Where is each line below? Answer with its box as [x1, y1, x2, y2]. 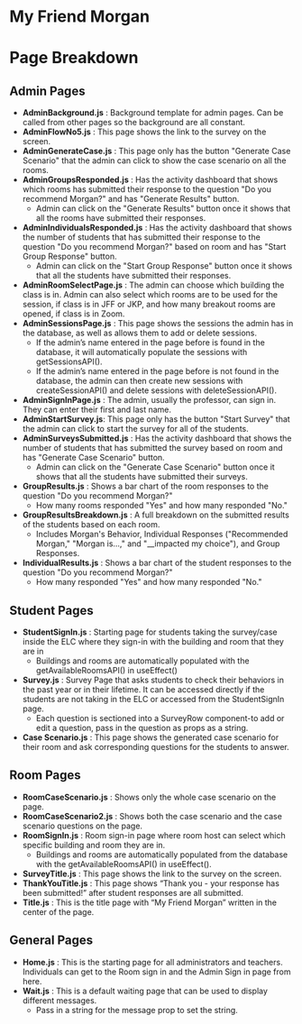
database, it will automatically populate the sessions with [35, 347, 248, 358]
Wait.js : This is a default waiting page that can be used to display [22, 985, 269, 996]
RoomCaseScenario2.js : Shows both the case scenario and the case [22, 810, 282, 821]
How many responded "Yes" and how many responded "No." [35, 577, 262, 588]
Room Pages [9, 768, 81, 783]
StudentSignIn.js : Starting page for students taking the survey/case [22, 626, 278, 637]
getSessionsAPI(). [35, 356, 103, 367]
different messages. [22, 994, 97, 1006]
